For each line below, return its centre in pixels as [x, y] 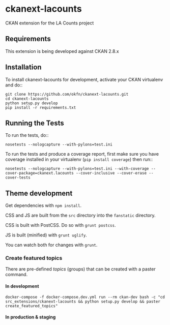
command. [17, 275]
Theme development [39, 193]
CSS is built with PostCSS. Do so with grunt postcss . [61, 225]
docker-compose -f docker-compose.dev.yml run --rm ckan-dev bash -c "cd [85, 297]
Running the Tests [35, 123]
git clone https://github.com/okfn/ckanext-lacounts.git [67, 94]
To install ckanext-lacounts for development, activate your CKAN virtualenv [84, 79]
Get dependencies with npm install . [44, 205]
